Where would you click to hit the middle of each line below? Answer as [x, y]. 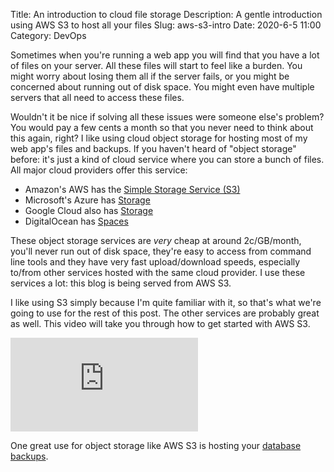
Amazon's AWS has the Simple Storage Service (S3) [132, 189]
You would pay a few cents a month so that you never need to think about [162, 127]
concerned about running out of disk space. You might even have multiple [162, 87]
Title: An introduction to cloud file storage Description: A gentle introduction [166, 14]
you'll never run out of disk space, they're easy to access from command [161, 251]
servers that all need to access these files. [97, 97]
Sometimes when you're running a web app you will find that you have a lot [165, 55]
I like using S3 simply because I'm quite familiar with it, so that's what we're [166, 302]
